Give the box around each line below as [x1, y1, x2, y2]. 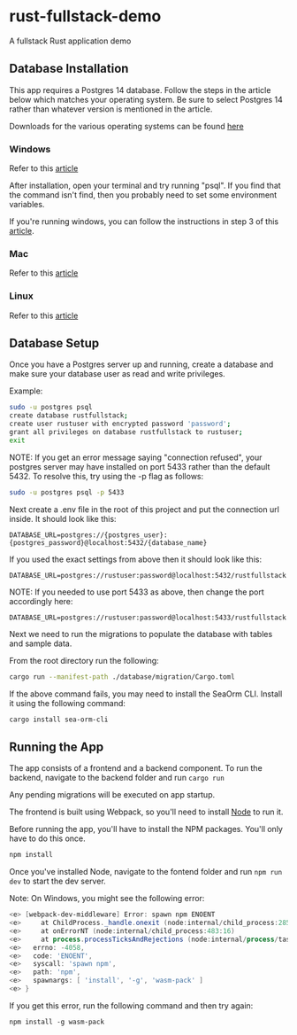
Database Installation [9, 61, 129, 76]
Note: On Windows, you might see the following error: [9, 893, 205, 904]
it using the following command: [9, 697, 126, 708]
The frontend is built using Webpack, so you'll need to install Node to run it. [9, 806, 284, 817]
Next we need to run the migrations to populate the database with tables [9, 628, 273, 639]
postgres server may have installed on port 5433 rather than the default [9, 461, 270, 471]
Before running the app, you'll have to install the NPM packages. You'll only [9, 824, 283, 835]
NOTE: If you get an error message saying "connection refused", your [9, 452, 263, 463]
